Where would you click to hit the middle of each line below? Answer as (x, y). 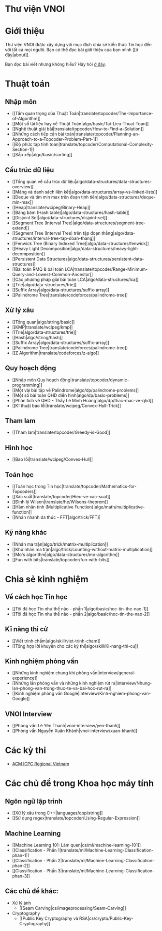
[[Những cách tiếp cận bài (38, 134)
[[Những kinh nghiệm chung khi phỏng (51, 673)
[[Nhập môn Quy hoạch (35, 380)
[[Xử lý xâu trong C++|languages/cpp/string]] (57, 813)
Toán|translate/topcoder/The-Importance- (111, 114)
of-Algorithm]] (26, 119)
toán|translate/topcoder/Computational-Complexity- (102, 145)
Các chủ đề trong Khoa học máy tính (80, 783)
